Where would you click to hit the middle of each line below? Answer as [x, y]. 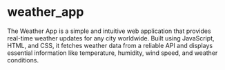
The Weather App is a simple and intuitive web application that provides [109, 31]
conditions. [23, 60]
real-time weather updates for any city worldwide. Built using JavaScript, [111, 38]
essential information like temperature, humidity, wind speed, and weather [112, 53]
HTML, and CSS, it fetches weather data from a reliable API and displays [110, 45]
